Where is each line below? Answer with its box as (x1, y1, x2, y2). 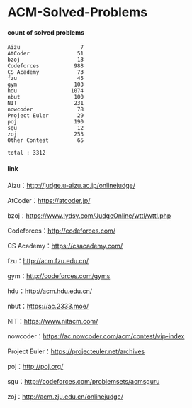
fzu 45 (7, 75, 84, 82)
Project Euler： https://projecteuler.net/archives (7, 347, 145, 355)
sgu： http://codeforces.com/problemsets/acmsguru (7, 377, 160, 385)
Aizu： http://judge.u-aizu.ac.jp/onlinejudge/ (7, 181, 136, 189)
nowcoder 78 (7, 106, 84, 114)
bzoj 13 (7, 56, 84, 64)
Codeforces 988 (7, 62, 84, 70)
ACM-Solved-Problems (7, 4, 147, 21)
